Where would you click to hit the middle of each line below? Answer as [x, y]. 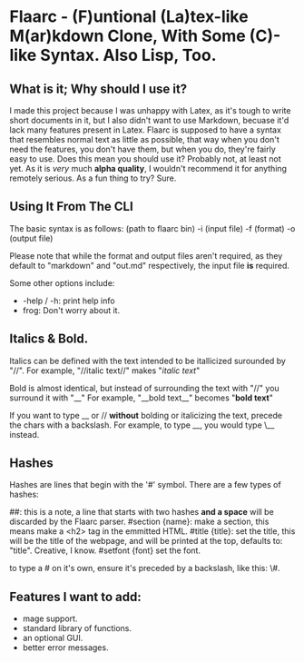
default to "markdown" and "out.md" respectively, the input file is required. [150, 265]
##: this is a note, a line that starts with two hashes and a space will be [142, 512]
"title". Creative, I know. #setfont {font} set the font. [105, 550]
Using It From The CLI [71, 207]
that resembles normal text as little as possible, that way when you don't [144, 139]
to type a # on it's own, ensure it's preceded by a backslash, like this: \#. [145, 568]
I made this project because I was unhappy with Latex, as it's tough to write [150, 110]
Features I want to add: [76, 597]
